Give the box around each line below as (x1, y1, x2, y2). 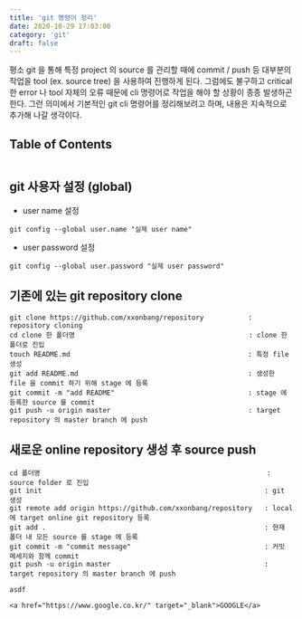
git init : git (9, 486, 285, 495)
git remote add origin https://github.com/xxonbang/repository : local (9, 503, 294, 512)
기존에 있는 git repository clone (9, 289, 183, 304)
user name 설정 (22, 205, 80, 215)
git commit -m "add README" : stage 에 (9, 388, 288, 397)
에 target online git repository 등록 (9, 513, 150, 522)
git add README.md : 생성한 (9, 368, 276, 378)
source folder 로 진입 (9, 478, 90, 487)
